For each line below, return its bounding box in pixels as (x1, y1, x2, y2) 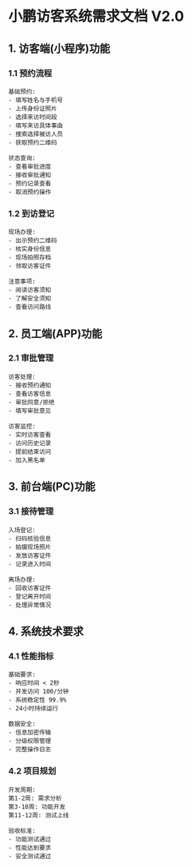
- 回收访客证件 (8, 584, 52, 592)
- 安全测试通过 (8, 852, 52, 860)
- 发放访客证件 (8, 551, 52, 559)
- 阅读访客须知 (8, 286, 52, 294)
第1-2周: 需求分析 (8, 794, 62, 802)
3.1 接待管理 (8, 506, 54, 517)
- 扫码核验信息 (8, 535, 52, 543)
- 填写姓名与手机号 (8, 96, 64, 104)
